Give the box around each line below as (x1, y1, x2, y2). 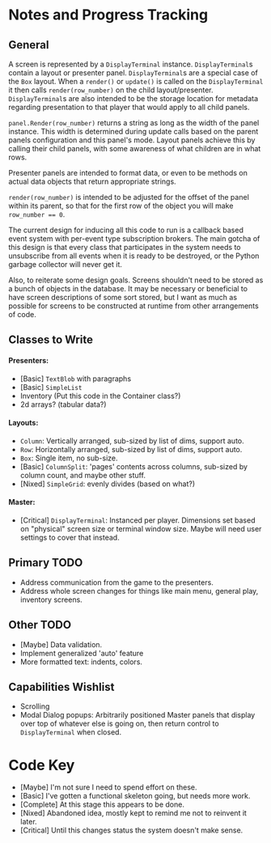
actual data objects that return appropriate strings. (8, 176, 176, 186)
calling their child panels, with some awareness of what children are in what (8, 144, 261, 153)
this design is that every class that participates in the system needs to (8, 243, 241, 252)
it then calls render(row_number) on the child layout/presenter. (8, 85, 214, 95)
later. (19, 817, 38, 827)
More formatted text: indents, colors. (19, 657, 143, 667)
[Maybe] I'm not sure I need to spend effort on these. (19, 782, 197, 792)
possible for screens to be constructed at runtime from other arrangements (8, 301, 259, 311)
